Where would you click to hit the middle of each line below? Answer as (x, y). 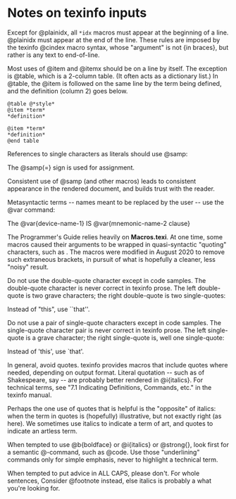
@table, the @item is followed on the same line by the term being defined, (114, 83)
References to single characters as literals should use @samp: (98, 153)
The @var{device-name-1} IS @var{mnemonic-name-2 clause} (99, 223)
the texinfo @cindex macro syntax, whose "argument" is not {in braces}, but (118, 47)
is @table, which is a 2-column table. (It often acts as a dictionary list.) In (113, 76)
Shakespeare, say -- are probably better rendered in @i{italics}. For (105, 380)
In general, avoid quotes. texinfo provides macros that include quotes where (118, 365)
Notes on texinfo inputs (77, 13)
